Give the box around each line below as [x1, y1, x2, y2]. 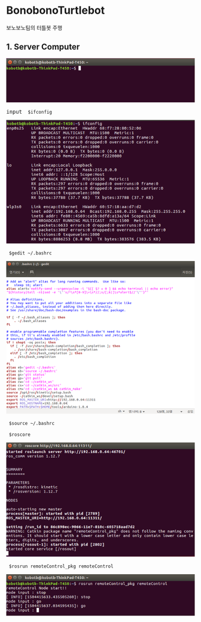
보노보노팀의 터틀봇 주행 [6, 24, 63, 31]
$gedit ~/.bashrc [8, 250, 52, 256]
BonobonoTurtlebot [6, 4, 105, 17]
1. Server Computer [6, 42, 80, 52]
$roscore [8, 432, 31, 438]
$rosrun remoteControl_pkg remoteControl [8, 563, 114, 569]
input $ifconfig [6, 108, 53, 115]
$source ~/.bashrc [8, 420, 55, 427]
